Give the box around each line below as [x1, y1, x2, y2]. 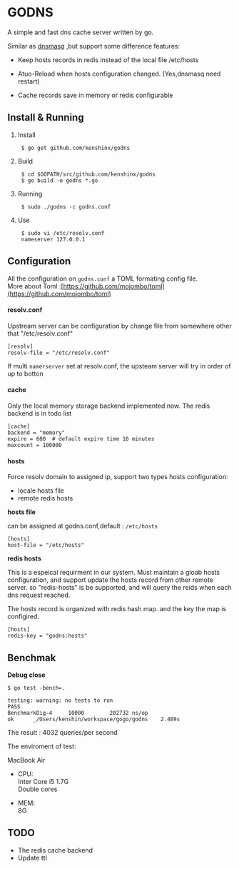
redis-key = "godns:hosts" [7, 633, 88, 640]
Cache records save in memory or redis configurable [17, 91, 173, 99]
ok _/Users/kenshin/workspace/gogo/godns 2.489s [7, 715, 180, 723]
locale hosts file [17, 486, 65, 495]
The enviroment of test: [7, 742, 76, 750]
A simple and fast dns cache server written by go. [7, 28, 154, 36]
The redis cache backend [17, 845, 93, 854]
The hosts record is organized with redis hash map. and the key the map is [7, 605, 227, 613]
